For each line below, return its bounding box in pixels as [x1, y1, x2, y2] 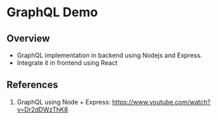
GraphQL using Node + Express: [16, 97, 111, 106]
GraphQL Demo [6, 4, 98, 20]
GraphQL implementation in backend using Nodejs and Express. [16, 51, 203, 59]
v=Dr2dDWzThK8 [16, 105, 68, 114]
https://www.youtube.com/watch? [112, 97, 211, 106]
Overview [6, 32, 51, 44]
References [6, 79, 58, 91]
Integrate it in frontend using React [16, 59, 117, 67]
